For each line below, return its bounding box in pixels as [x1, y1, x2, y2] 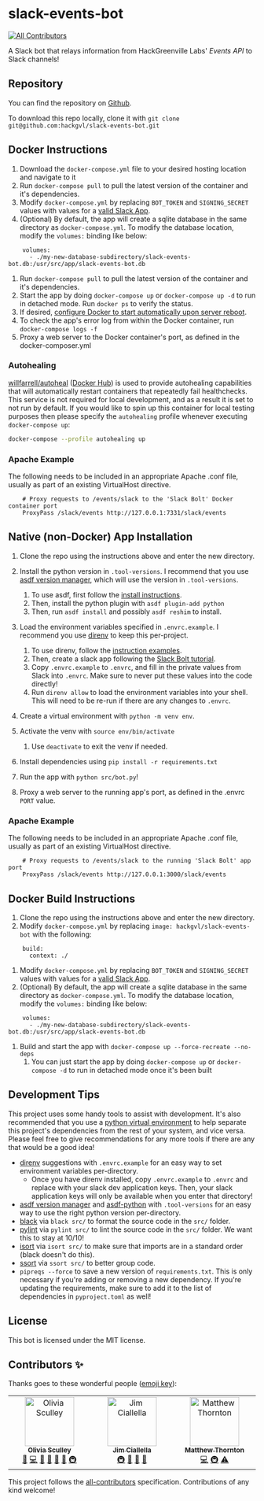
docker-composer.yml [19, 340, 92, 350]
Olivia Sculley [27, 1446, 72, 1455]
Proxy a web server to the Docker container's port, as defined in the [19, 332, 240, 342]
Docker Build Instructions [8, 892, 136, 905]
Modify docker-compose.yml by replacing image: [19, 921, 173, 930]
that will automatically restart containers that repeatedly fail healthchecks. [8, 386, 247, 396]
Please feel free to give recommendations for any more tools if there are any [8, 1134, 255, 1144]
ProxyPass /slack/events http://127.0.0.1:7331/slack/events [22, 509, 226, 517]
